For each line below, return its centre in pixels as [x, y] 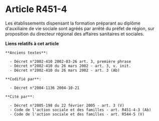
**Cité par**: [20, 96]
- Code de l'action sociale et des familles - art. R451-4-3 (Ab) [81, 110]
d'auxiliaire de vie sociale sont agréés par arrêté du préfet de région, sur [80, 28]
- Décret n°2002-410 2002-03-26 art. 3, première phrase [70, 61]
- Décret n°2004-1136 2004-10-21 [45, 88]
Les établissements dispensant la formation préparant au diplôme [73, 23]
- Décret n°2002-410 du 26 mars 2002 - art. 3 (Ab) [65, 70]
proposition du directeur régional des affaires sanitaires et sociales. [75, 34]
